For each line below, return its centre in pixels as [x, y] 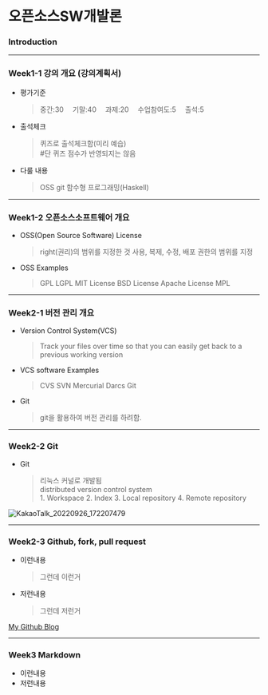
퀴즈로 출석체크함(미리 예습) [83, 143]
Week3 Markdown [45, 654]
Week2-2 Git [33, 447]
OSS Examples [44, 268]
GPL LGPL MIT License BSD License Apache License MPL [135, 284]
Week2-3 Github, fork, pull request [77, 542]
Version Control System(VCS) [68, 331]
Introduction [33, 42]
